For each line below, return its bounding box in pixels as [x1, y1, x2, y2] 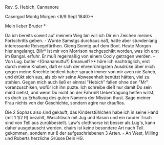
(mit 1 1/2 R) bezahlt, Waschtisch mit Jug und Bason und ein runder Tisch [5, 115, 152, 120]
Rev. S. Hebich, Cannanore [5, 4, 60, 10]
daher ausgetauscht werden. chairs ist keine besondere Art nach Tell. [5, 125, 145, 131]
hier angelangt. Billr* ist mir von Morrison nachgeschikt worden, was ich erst [5, 48, 159, 54]
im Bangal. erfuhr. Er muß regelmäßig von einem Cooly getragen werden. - [5, 53, 155, 59]
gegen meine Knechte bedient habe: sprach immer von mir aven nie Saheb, [5, 69, 157, 75]
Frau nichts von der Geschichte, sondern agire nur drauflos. [5, 100, 125, 105]
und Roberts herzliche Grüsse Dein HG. [5, 135, 84, 141]
